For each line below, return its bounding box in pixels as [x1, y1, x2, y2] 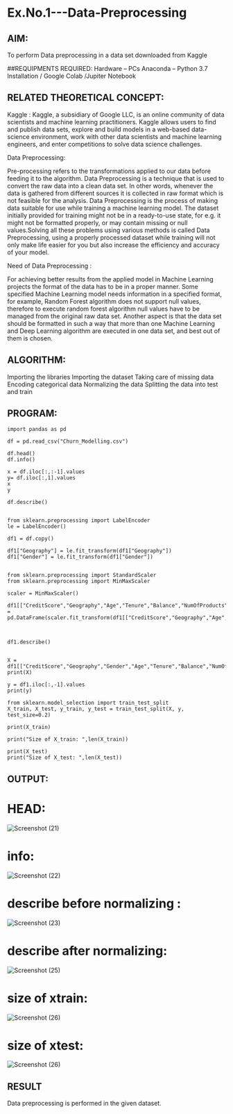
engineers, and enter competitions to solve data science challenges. [7, 140, 202, 148]
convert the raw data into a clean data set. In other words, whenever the [7, 181, 214, 190]
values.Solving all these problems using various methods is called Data [7, 226, 210, 234]
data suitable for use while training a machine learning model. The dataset [7, 204, 219, 212]
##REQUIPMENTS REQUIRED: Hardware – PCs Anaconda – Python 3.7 [7, 65, 208, 72]
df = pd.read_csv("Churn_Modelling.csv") [7, 438, 129, 445]
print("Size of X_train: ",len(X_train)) [7, 736, 129, 743]
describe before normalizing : [7, 895, 182, 911]
